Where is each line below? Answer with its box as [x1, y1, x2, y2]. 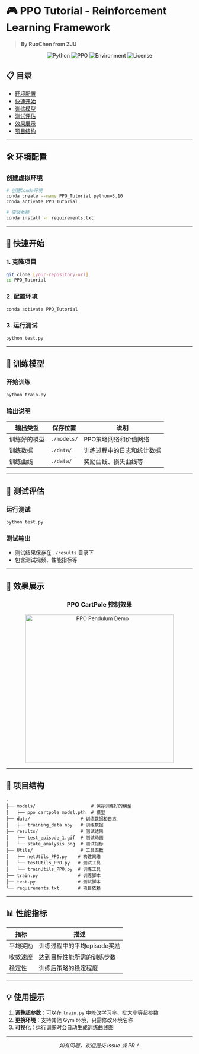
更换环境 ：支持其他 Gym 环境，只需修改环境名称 [14, 1017, 133, 1024]
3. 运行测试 [6, 321, 38, 330]
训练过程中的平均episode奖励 [38, 942, 121, 950]
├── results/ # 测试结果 [6, 828, 104, 834]
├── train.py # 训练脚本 [6, 872, 101, 879]
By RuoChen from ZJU [20, 40, 77, 48]
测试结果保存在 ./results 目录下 [14, 549, 94, 556]
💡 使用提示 [6, 992, 45, 1002]
